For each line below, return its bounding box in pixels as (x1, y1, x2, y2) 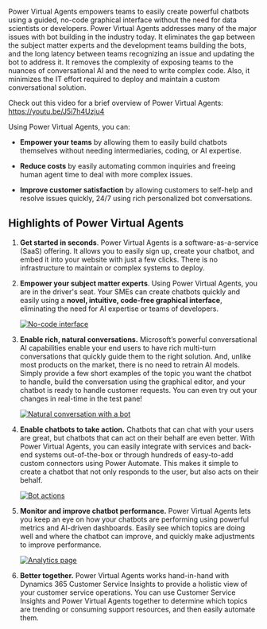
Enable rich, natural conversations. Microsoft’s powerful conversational (19, 334, 257, 344)
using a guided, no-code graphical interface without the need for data (8, 15, 237, 25)
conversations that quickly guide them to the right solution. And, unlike (19, 351, 252, 361)
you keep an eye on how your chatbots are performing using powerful (19, 514, 249, 524)
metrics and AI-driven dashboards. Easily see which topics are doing (19, 522, 246, 532)
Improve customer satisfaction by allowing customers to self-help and (19, 185, 253, 194)
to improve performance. (19, 540, 102, 549)
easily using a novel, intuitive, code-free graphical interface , (19, 295, 222, 305)
